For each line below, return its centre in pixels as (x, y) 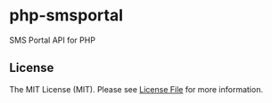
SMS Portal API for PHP (53, 40)
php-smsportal (66, 16)
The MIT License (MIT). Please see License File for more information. (136, 89)
